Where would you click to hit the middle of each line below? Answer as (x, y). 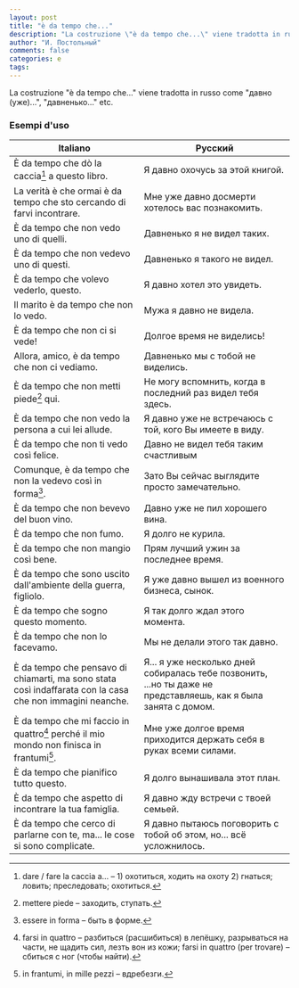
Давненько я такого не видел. (209, 259)
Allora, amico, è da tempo (67, 356)
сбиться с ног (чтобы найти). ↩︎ (81, 957)
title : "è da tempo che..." (61, 26)
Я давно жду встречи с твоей (207, 798)
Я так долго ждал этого (194, 610)
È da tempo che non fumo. (69, 533)
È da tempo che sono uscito (72, 573)
